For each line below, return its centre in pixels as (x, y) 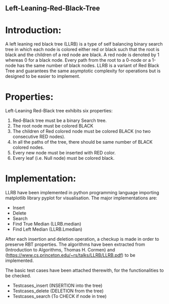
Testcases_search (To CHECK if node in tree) (60, 296)
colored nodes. (28, 147)
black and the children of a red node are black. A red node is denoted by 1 (82, 55)
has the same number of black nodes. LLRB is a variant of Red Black (88, 66)
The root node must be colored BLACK (53, 126)
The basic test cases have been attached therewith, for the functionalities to (85, 271)
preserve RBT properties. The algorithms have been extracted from (75, 244)
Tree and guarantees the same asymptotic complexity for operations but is (83, 71)
